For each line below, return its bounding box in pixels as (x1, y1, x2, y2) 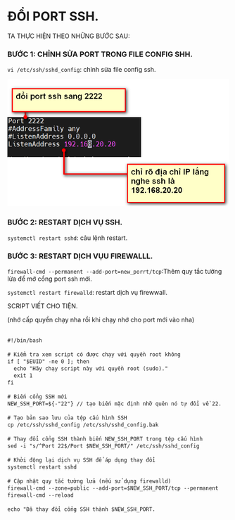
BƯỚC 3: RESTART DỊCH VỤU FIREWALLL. (7, 251, 153, 261)
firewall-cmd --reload (7, 491, 74, 499)
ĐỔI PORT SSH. (7, 8, 99, 25)
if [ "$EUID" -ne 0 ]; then (7, 357, 90, 365)
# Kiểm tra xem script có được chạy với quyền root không (7, 350, 181, 358)
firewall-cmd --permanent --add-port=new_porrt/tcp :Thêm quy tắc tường (7, 267, 222, 275)
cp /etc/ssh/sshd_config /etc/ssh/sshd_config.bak (7, 421, 159, 429)
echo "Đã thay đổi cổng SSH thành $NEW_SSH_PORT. (7, 505, 156, 513)
